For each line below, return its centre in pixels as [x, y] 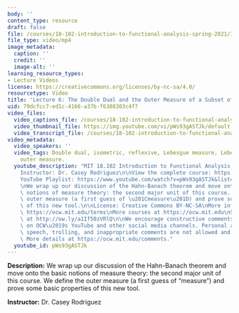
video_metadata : [31, 139]
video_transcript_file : [49, 133]
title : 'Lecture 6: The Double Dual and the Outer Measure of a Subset [116, 100]
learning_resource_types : [46, 73]
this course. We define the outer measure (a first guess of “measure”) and [116, 281]
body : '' [20, 14]
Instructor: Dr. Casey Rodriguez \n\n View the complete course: [116, 173]
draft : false [27, 27]
